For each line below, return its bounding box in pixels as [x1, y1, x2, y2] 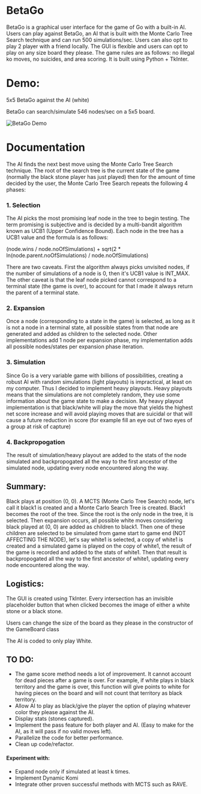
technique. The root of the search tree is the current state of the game [6, 166, 180, 174]
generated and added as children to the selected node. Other [6, 330, 158, 338]
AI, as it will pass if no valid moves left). [14, 728, 113, 735]
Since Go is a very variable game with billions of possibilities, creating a [6, 372, 183, 379]
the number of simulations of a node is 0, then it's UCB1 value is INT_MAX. [6, 270, 190, 277]
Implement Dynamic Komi [14, 774, 79, 781]
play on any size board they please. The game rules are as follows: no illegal [6, 49, 195, 56]
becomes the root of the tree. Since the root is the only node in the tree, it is [6, 510, 194, 517]
